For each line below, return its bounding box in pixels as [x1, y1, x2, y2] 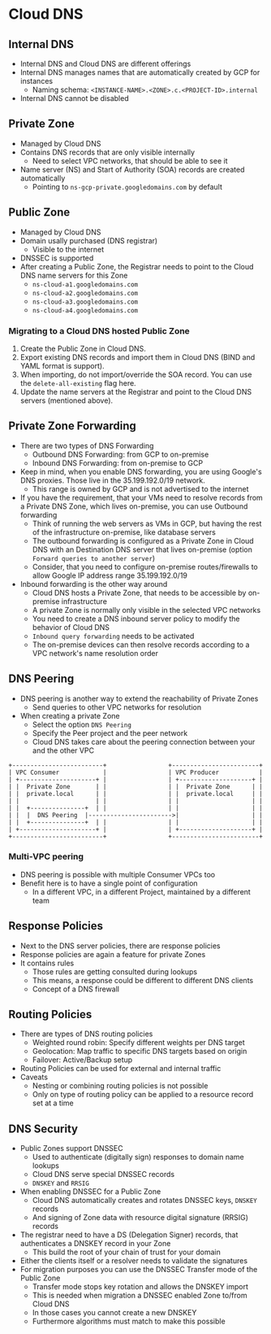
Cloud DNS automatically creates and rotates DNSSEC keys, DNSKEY [32, 1196, 257, 1205]
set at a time [32, 1098, 75, 1108]
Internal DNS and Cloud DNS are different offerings [19, 59, 191, 68]
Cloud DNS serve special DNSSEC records [32, 1170, 175, 1179]
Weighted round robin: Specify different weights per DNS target [32, 1038, 245, 1048]
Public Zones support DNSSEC [19, 1144, 123, 1153]
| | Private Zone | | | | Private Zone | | [8, 782, 264, 790]
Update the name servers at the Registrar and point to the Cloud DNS [19, 387, 252, 396]
